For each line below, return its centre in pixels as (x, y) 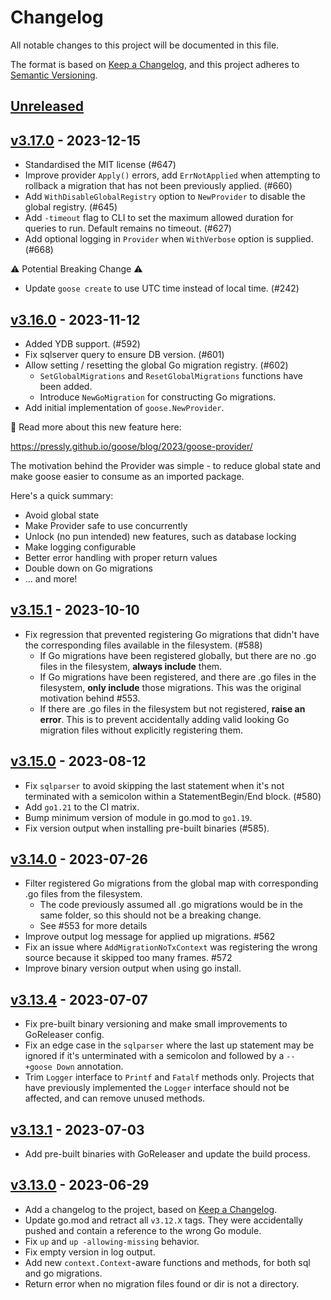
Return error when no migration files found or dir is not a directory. (162, 1283)
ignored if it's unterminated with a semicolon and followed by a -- (160, 1056)
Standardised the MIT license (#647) (100, 165)
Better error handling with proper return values (121, 557)
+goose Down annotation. (74, 1067)
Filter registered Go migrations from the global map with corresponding (171, 883)
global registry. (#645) (71, 207)
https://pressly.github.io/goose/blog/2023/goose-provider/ (131, 446)
